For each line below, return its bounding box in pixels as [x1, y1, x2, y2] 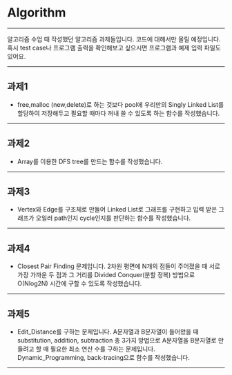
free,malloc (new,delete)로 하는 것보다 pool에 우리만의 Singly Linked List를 [17, 100, 224, 108]
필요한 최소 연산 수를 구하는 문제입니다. [50, 345, 155, 353]
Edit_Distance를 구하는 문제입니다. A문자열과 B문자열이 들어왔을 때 [17, 327, 199, 336]
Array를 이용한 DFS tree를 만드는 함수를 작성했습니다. [17, 157, 163, 165]
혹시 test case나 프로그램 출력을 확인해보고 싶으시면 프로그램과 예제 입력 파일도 [7, 43, 221, 52]
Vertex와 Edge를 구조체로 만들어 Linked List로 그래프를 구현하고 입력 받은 [17, 205, 217, 214]
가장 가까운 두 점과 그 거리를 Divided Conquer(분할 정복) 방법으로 [17, 271, 195, 279]
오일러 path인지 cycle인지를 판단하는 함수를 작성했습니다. [35, 214, 191, 222]
